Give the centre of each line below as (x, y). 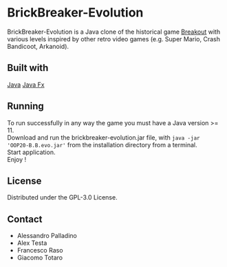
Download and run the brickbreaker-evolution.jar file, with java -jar (104, 137)
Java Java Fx (26, 85)
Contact (25, 219)
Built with (28, 68)
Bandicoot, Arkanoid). (38, 46)
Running (26, 106)
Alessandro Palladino (47, 236)
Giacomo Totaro (40, 258)
